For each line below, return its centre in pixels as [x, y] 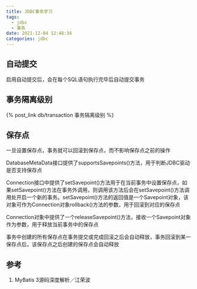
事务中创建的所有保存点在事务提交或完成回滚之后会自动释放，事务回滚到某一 [98, 237]
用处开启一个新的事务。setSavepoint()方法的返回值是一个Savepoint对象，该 [97, 197]
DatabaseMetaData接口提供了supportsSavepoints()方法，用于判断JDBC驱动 [98, 163]
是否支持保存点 [24, 170]
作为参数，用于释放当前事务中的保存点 [52, 224]
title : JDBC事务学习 [29, 11]
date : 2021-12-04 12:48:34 [39, 33]
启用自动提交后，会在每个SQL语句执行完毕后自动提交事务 [75, 79]
